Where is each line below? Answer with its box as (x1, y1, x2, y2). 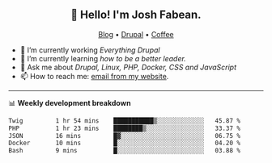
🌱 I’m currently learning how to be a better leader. (19, 53, 186, 63)
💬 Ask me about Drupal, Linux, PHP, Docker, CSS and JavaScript (19, 62, 237, 72)
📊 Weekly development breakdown (8, 98, 131, 107)
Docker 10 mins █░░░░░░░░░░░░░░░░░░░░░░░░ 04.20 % (8, 139, 241, 148)
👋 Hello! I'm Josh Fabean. (70, 8, 202, 22)
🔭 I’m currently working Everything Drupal (19, 45, 160, 55)
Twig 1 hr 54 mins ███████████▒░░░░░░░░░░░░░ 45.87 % (8, 116, 241, 125)
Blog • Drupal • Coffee (98, 29, 174, 39)
